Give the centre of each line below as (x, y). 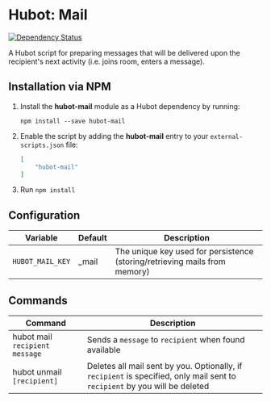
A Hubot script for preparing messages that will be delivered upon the (124, 52)
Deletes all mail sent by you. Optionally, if (165, 366)
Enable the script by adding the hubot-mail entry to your (114, 136)
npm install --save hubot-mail (73, 121)
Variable (42, 238)
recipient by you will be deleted (148, 386)
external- (227, 136)
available (104, 350)
